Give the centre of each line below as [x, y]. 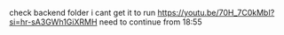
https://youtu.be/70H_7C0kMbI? [216, 13]
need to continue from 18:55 [150, 22]
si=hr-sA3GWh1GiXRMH [53, 22]
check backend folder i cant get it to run [83, 13]
